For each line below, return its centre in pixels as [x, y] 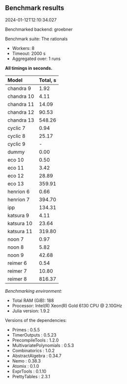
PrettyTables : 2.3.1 [31, 376]
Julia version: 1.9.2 [31, 311]
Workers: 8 [23, 48]
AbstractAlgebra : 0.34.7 [37, 356]
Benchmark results [35, 8]
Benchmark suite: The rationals [36, 39]
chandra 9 [19, 88]
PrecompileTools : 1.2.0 [35, 340]
